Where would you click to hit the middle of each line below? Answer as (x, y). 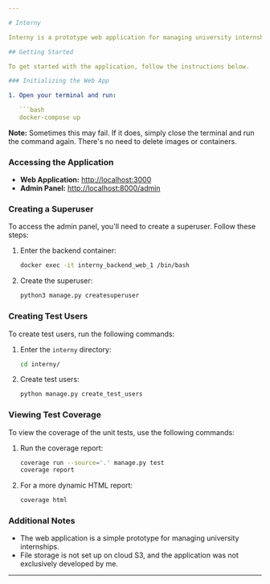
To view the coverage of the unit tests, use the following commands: (121, 432)
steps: (18, 235)
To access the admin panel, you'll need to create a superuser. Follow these (132, 227)
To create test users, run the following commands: (92, 334)
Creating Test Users (48, 316)
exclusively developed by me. (69, 564)
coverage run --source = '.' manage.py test (92, 463)
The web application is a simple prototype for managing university (129, 538)
